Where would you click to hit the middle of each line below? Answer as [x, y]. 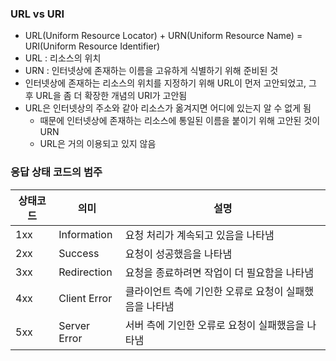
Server [74, 325]
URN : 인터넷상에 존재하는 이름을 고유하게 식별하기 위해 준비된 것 [151, 71]
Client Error [85, 298]
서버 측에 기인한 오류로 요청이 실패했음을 [214, 325]
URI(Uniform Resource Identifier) [92, 46]
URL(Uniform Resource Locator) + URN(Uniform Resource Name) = [163, 36]
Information [85, 234]
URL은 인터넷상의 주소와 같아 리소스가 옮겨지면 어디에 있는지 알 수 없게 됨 [168, 108]
